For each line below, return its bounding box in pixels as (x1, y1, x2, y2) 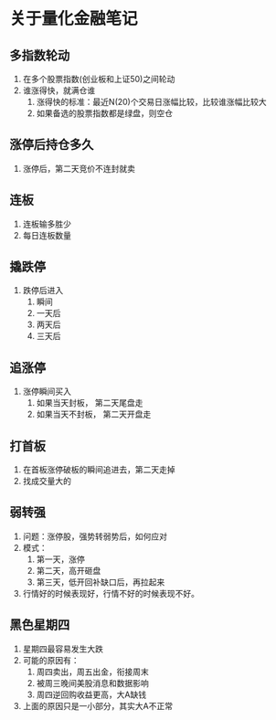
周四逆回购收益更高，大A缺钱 (36, 689, 147, 700)
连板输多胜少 (22, 218, 71, 229)
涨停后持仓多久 (9, 137, 94, 153)
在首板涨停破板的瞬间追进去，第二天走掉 (22, 464, 175, 475)
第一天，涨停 (36, 554, 85, 565)
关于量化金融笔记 (9, 8, 139, 29)
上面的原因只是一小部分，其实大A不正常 (22, 700, 174, 711)
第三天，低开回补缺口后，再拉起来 (36, 577, 165, 588)
